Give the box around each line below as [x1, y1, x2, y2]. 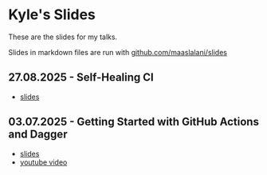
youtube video [19, 157, 68, 167]
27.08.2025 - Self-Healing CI [8, 70, 154, 85]
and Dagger [8, 128, 68, 141]
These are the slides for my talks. [8, 32, 118, 42]
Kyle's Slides [8, 6, 96, 24]
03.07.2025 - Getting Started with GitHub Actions [8, 115, 259, 129]
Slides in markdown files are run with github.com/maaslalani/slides [8, 47, 227, 57]
